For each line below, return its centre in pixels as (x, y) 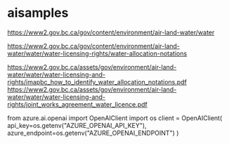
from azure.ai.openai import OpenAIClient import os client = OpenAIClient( (115, 118)
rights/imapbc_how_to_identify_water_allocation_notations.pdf (97, 81)
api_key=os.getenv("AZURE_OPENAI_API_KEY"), (77, 125)
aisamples (38, 13)
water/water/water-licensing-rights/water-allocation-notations (97, 53)
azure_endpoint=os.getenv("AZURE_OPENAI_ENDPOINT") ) (93, 133)
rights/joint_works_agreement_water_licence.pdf (77, 104)
